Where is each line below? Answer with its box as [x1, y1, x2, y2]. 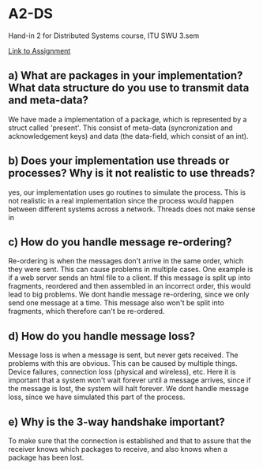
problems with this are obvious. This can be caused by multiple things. [8, 359, 238, 368]
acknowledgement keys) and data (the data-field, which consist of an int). [8, 131, 249, 140]
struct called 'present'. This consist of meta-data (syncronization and [8, 123, 233, 132]
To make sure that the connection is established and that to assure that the [8, 436, 251, 446]
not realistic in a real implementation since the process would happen [8, 196, 235, 205]
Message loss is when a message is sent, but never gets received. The [8, 350, 239, 360]
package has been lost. [8, 453, 85, 462]
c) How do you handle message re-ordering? [8, 235, 232, 248]
